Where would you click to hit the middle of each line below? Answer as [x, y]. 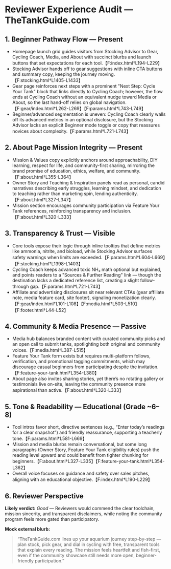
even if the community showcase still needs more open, [76, 555]
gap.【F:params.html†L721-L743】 [66, 286]
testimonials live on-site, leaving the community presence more [79, 384]
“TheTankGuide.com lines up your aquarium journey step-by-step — [89, 539]
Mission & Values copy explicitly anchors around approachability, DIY [85, 160]
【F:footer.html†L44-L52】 [40, 310]
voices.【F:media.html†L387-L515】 [50, 350]
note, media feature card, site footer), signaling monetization [76, 298]
